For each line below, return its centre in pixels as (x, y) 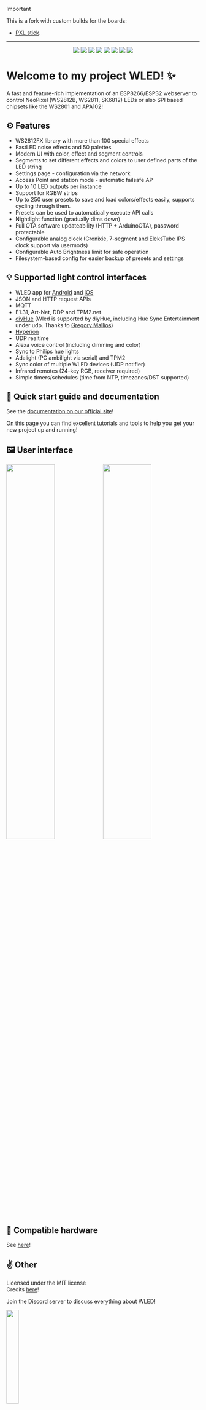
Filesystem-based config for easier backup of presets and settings (99, 258)
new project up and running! (42, 430)
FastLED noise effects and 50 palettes (63, 147)
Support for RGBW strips (47, 192)
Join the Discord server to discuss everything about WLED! (81, 1301)
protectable (30, 232)
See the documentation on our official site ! (60, 411)
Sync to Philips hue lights (47, 351)
